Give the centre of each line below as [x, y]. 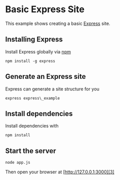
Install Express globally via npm [38, 51]
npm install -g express [30, 61]
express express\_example [32, 98]
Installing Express [34, 39]
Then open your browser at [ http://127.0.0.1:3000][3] [60, 172]
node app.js [18, 163]
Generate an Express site [46, 77]
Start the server [31, 151]
